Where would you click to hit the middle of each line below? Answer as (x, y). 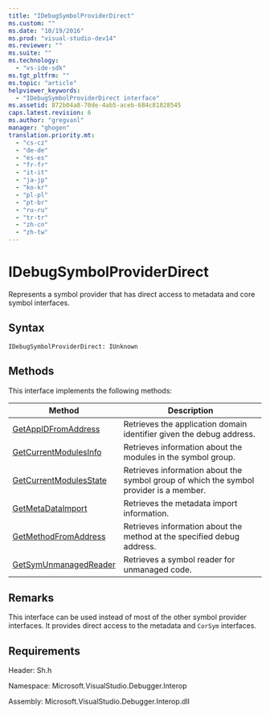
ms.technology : (34, 61)
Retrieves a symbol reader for (179, 559)
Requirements (44, 651)
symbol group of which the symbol (189, 480)
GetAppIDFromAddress (56, 429)
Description (190, 410)
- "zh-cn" (32, 225)
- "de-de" (32, 150)
